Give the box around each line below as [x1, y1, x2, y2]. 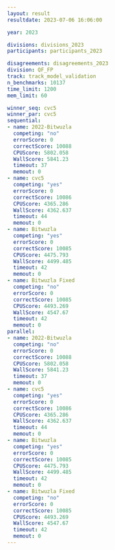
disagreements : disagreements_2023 [7, 60, 109, 67]
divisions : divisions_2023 [7, 41, 84, 48]
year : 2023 [7, 29, 38, 36]
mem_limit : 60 [7, 92, 48, 99]
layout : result [7, 10, 51, 17]
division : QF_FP [7, 67, 53, 74]
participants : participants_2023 [7, 47, 103, 55]
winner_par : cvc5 [7, 111, 57, 118]
